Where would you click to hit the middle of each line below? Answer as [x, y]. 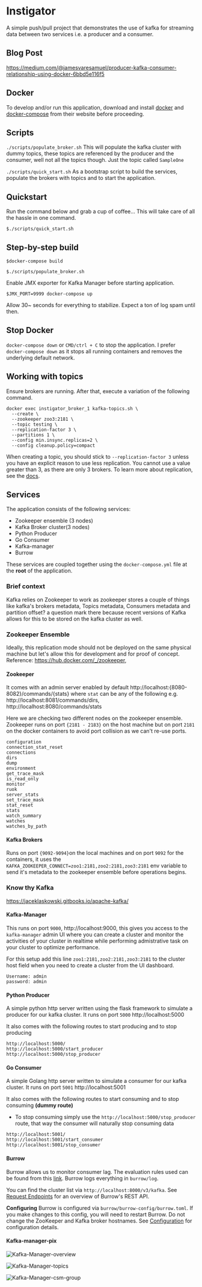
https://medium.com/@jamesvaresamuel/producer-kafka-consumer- [91, 67]
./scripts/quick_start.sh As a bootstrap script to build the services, [92, 172]
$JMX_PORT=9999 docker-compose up [50, 294]
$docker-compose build [35, 261]
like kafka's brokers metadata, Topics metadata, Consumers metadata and [98, 606]
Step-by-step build [43, 247]
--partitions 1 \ [33, 435]
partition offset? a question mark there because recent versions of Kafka [96, 612]
